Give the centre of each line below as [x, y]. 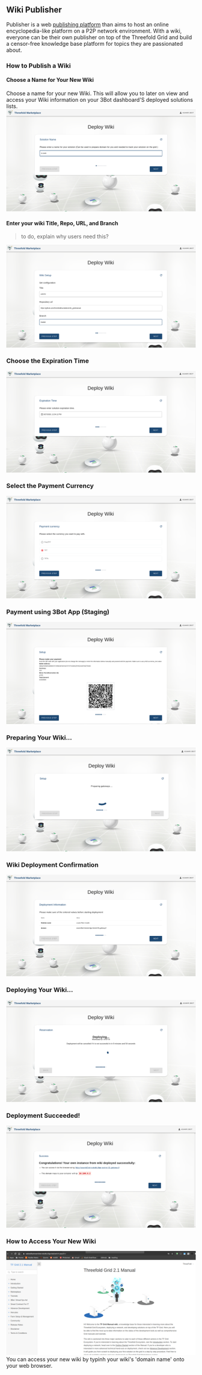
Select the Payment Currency [50, 486]
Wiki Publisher [34, 10]
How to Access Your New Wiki [51, 1241]
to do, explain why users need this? [65, 237]
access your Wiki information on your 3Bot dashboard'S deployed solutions [100, 99]
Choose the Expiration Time [47, 361]
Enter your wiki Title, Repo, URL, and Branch [62, 223]
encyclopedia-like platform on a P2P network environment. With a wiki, [94, 31]
